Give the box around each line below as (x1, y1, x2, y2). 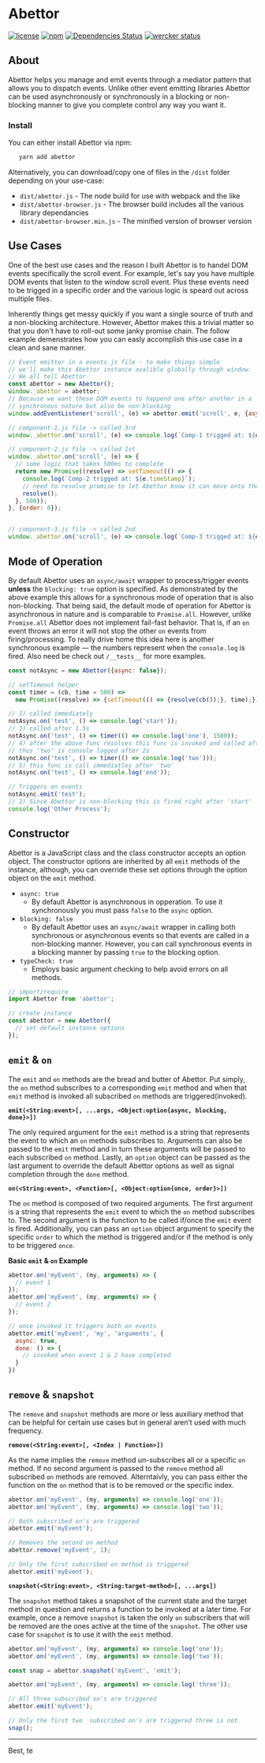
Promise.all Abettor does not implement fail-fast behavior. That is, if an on (8, 618, 250, 627)
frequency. (8, 1425, 43, 1436)
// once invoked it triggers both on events (8, 1322, 157, 1330)
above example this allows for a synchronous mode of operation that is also (8, 592, 254, 602)
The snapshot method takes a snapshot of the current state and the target (8, 1595, 247, 1606)
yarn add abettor (18, 153, 77, 161)
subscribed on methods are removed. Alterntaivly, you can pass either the (8, 1472, 248, 1481)
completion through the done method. (8, 1169, 129, 1178)
